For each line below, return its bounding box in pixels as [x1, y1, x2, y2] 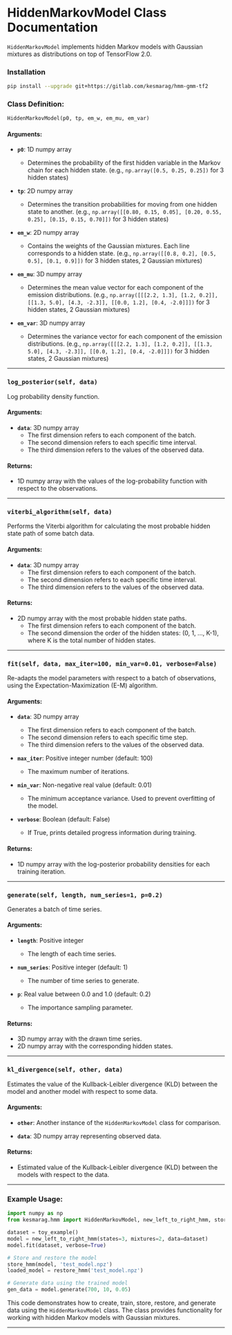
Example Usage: [7, 1194, 64, 1203]
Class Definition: [7, 99, 64, 109]
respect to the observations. [17, 484, 98, 493]
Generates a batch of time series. [7, 905, 102, 913]
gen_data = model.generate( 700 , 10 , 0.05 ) [7, 1287, 131, 1293]
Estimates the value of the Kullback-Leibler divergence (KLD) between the [7, 1079, 218, 1088]
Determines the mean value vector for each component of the [27, 283, 204, 292]
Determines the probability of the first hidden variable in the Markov [27, 159, 221, 167]
